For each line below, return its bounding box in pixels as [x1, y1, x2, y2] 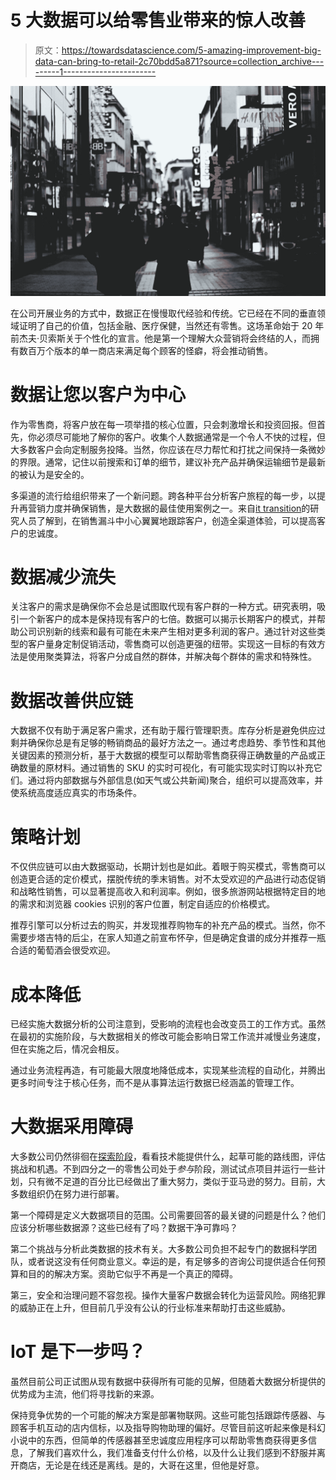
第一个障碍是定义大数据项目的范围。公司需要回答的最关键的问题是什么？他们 [10, 1209, 326, 1221]
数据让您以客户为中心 [10, 383, 187, 406]
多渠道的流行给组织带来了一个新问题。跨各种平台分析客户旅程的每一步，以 [10, 489, 317, 501]
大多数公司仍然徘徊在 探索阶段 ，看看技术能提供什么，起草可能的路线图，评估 [10, 1151, 326, 1163]
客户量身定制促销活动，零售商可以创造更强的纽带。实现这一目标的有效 [27, 638, 317, 650]
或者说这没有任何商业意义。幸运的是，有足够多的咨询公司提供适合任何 [27, 1256, 317, 1268]
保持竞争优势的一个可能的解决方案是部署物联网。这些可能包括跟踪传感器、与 [10, 1409, 326, 1421]
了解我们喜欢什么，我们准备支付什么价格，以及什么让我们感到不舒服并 [27, 1447, 317, 1459]
